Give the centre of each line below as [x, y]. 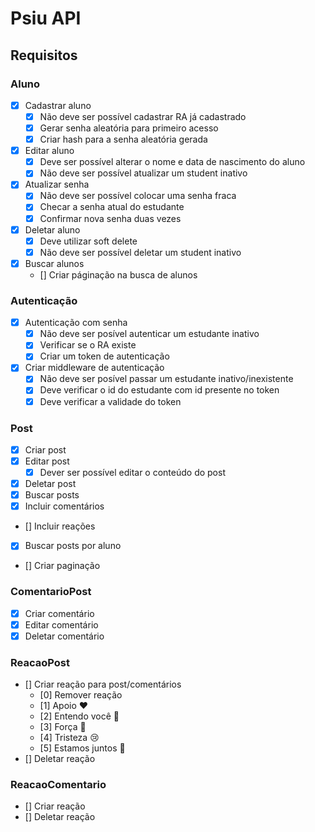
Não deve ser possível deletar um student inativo [140, 252]
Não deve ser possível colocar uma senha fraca [138, 196]
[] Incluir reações [60, 526]
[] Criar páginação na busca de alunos [118, 274]
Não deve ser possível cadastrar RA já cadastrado [143, 116]
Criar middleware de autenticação [94, 368]
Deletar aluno [52, 229]
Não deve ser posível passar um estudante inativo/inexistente [166, 379]
